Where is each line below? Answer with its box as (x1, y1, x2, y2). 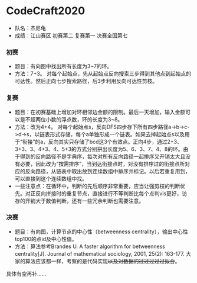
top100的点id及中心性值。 (14, 235, 78, 242)
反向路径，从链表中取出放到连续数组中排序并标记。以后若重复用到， (25, 168, 191, 175)
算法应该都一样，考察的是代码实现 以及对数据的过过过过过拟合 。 (25, 258, 180, 265)
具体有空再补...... (6, 270, 47, 277)
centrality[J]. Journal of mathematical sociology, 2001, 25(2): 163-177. (14, 250, 185, 257)
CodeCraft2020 (6, 4, 86, 18)
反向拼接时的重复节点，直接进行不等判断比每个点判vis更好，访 (35, 189, 188, 197)
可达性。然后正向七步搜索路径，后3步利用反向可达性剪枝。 (14, 78, 158, 85)
